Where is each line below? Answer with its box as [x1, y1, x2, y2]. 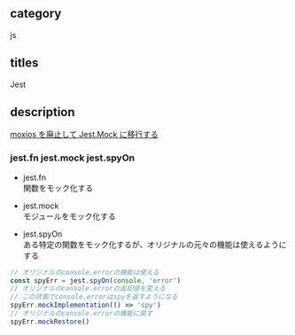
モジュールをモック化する [22, 211, 116, 222]
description [10, 105, 75, 120]
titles [10, 56, 39, 71]
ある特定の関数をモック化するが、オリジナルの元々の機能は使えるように [22, 238, 287, 250]
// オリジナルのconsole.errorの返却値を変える [10, 284, 167, 293]
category [10, 6, 62, 21]
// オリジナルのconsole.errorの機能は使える [10, 268, 159, 277]
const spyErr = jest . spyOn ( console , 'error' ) [10, 276, 181, 285]
